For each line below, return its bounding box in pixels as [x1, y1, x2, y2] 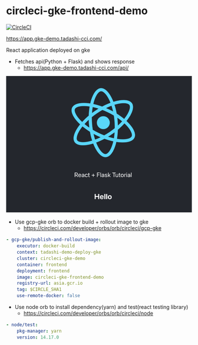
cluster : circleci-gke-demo [16, 255, 85, 261]
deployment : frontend [16, 268, 70, 274]
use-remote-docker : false [16, 293, 81, 299]
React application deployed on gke [6, 46, 90, 54]
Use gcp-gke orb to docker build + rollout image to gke [14, 218, 149, 225]
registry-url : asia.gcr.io [16, 280, 83, 287]
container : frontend [16, 261, 67, 268]
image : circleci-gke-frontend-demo [16, 274, 104, 280]
